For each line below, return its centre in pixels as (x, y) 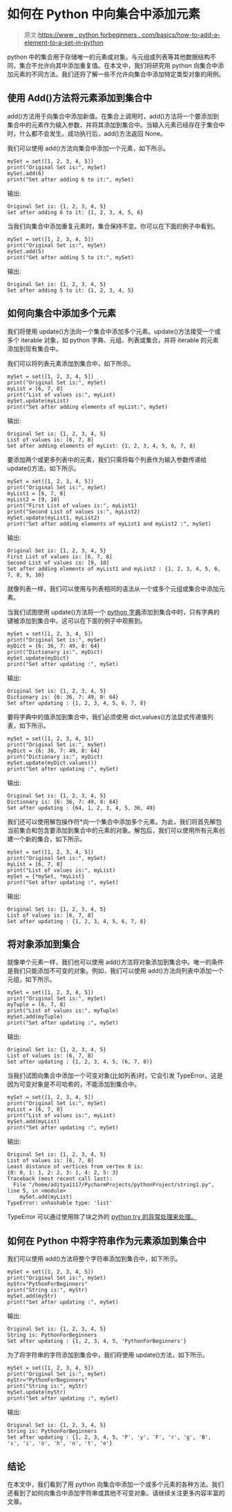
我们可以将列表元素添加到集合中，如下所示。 (71, 363)
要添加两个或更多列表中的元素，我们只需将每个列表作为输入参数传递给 (107, 459)
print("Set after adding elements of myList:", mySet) (88, 407)
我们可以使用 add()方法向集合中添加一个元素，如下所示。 (88, 148)
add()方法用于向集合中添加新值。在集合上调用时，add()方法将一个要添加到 (113, 116)
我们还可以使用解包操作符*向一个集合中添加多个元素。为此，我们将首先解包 (115, 821)
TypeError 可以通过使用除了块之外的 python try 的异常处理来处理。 (102, 1217)
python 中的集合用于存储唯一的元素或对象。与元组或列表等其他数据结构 (109, 57)
